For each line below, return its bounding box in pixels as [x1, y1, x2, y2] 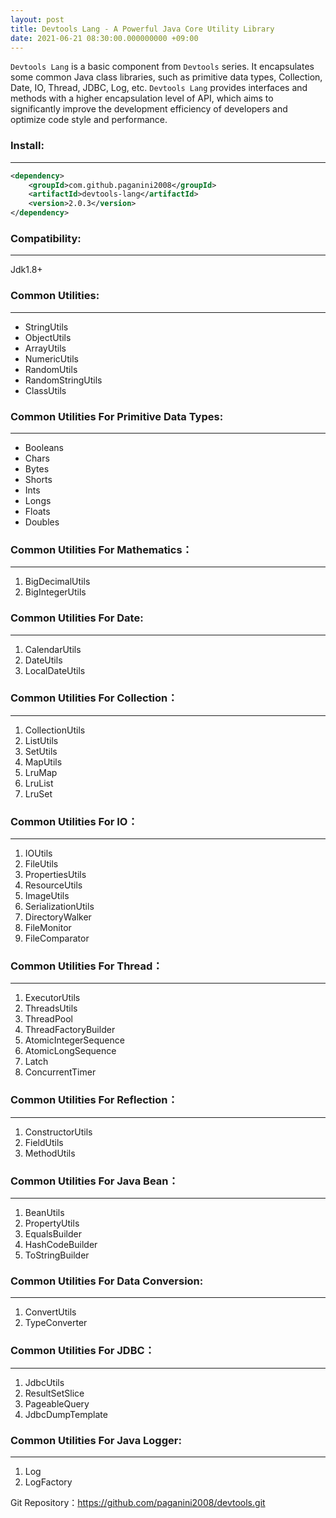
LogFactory [24, 1476, 73, 1488]
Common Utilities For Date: [10, 611, 144, 625]
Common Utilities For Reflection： [10, 1093, 178, 1107]
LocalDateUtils [24, 664, 86, 676]
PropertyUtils [24, 1217, 80, 1230]
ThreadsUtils [24, 1002, 78, 1015]
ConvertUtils [24, 1306, 77, 1318]
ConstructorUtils [24, 1126, 93, 1138]
